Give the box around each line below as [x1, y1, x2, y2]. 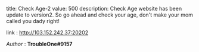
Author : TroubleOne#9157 [6, 41, 73, 47]
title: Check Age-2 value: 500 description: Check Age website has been [6, 5, 182, 12]
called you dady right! [6, 18, 60, 24]
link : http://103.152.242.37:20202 [6, 29, 89, 36]
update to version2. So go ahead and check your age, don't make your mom [6, 11, 194, 18]
